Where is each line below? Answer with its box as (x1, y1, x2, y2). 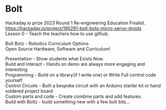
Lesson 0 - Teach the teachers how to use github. (5, 30, 109, 36)
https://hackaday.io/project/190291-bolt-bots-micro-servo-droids (5, 25, 142, 31)
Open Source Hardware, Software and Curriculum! (5, 46, 110, 52)
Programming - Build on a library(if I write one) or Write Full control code (5, 71, 156, 78)
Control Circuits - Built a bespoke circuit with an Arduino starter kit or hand (5, 82, 161, 89)
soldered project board (5, 88, 53, 94)
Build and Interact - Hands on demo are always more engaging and (5, 61, 145, 67)
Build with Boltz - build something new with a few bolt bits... (5, 98, 130, 104)
